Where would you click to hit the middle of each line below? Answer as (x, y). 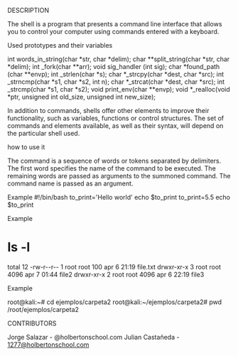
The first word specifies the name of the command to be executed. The (112, 168)
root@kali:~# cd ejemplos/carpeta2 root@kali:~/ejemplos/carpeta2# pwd (115, 302)
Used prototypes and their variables (60, 45)
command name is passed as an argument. (70, 183)
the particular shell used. (44, 133)
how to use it (26, 147)
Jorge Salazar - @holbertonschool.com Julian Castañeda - (93, 337)
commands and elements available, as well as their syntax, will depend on (115, 126)
